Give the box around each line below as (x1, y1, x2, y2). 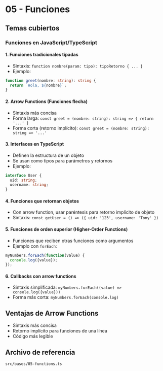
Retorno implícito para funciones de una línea (12, 328, 108, 334)
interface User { (5, 173, 42, 178)
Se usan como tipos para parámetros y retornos (12, 157, 113, 163)
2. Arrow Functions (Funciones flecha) (5, 98, 88, 105)
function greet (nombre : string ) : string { (5, 78, 96, 83)
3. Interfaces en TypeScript (5, 141, 64, 147)
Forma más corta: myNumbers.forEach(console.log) (12, 294, 119, 300)
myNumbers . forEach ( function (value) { (5, 253, 85, 258)
